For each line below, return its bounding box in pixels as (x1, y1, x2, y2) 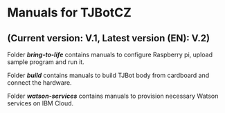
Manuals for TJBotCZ (7, 5, 132, 21)
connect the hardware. (7, 79, 72, 87)
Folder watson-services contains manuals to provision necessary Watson (7, 92, 219, 100)
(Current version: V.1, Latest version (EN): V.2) (7, 32, 210, 44)
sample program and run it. (7, 58, 84, 66)
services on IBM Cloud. (7, 99, 74, 107)
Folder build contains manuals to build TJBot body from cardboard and (7, 71, 210, 79)
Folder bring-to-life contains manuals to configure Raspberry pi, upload (7, 50, 213, 59)
